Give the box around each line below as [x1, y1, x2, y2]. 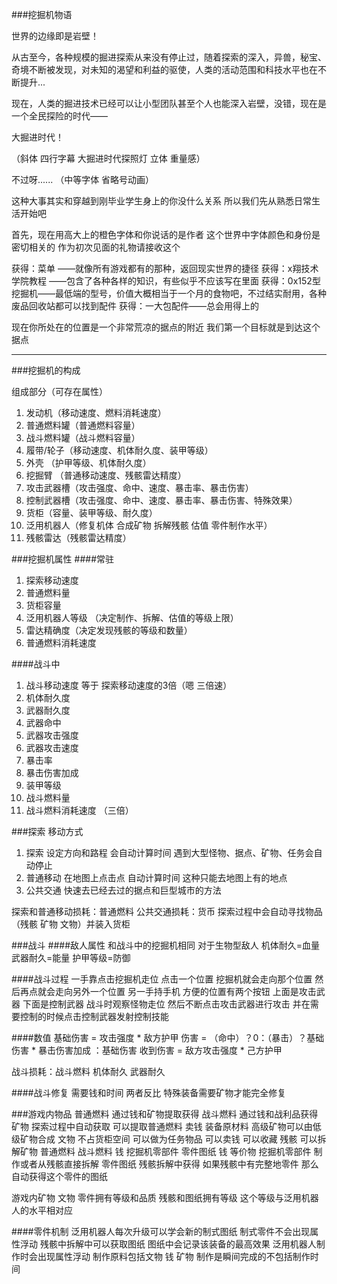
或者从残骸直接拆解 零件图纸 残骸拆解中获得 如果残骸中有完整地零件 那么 [19, 1158, 319, 1170]
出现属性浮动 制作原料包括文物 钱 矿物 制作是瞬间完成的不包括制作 [37, 1251, 311, 1262]
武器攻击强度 [25, 729, 79, 741]
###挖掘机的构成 [11, 364, 81, 376]
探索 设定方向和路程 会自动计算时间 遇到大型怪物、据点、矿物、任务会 [25, 847, 314, 858]
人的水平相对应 [11, 1204, 73, 1216]
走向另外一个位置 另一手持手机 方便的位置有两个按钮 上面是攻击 [54, 986, 317, 997]
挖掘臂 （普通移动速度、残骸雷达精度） [25, 469, 187, 481]
